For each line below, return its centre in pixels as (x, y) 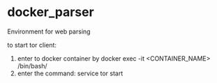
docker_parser (51, 12)
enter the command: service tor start (70, 73)
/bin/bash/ (32, 66)
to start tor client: (32, 45)
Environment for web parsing (49, 31)
